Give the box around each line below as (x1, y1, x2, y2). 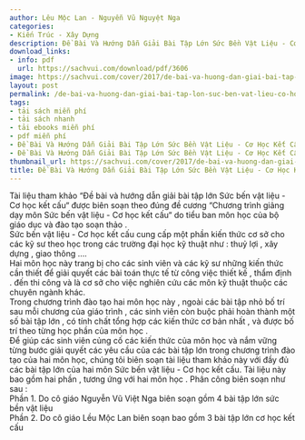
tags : (9, 97, 30, 107)
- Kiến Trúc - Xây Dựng (9, 30, 100, 39)
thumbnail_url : (9, 156, 67, 166)
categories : (9, 22, 54, 31)
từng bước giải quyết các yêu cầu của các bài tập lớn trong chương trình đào (9, 345, 296, 355)
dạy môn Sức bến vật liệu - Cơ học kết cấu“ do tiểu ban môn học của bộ (9, 210, 280, 221)
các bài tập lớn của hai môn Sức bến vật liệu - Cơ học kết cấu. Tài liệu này (9, 365, 287, 375)
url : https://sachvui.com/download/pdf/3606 (17, 65, 189, 74)
